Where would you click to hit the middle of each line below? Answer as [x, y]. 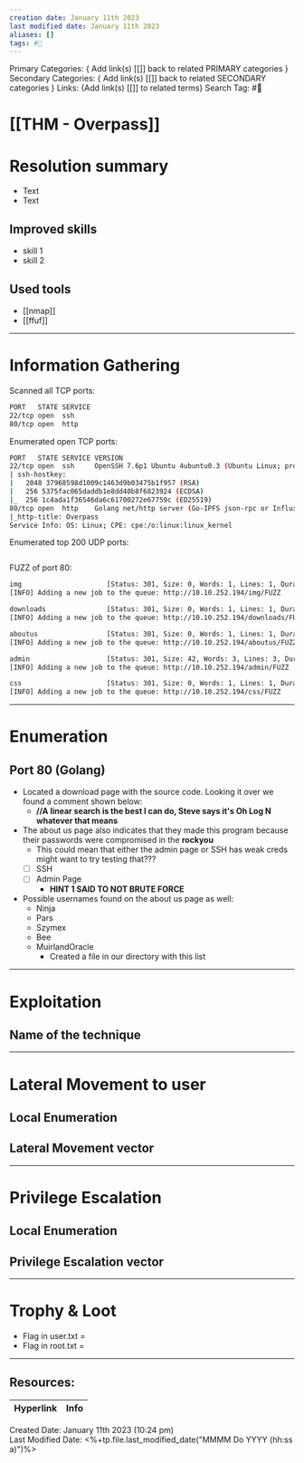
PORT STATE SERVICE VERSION [66, 458]
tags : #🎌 [26, 43]
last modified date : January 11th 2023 [85, 26]
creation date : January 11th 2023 [75, 18]
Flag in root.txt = [53, 1346]
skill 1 [33, 251]
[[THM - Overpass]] [85, 124]
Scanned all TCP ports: [52, 390]
